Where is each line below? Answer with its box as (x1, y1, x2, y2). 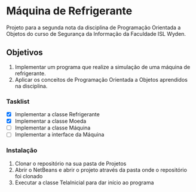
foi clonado (14, 172, 43, 179)
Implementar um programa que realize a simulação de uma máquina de (14, 63, 191, 70)
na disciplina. (14, 82, 48, 89)
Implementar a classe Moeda (14, 117, 87, 125)
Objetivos (6, 48, 43, 58)
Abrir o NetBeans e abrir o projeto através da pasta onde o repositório (14, 166, 187, 174)
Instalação (6, 146, 38, 154)
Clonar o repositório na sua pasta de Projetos (14, 160, 127, 167)
